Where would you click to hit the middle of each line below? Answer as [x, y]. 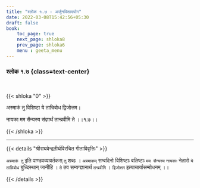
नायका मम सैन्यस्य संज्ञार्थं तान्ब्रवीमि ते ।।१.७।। [52, 119]
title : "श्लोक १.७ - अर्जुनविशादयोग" [44, 12]
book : [13, 28]
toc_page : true [36, 34]
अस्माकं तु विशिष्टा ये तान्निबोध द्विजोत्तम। [44, 107]
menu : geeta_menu [40, 51]
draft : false [22, 23]
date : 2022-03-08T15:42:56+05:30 [48, 17]
